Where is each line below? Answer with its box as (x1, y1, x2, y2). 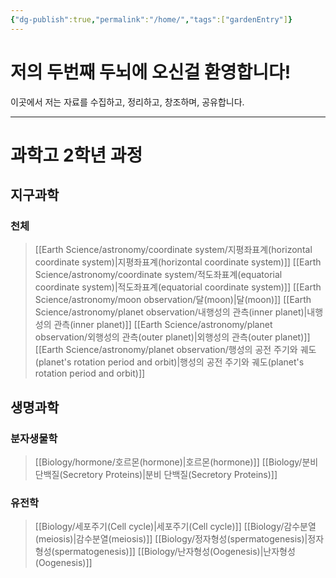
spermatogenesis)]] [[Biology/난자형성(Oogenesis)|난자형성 (54, 546, 296, 558)
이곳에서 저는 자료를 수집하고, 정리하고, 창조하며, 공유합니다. (10, 96, 245, 108)
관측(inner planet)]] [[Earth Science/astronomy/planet (53, 319, 273, 331)
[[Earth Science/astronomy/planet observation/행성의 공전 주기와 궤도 (34, 344, 317, 356)
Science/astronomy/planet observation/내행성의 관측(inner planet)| (34, 306, 308, 318)
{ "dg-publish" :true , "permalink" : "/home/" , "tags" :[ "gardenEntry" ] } (10, 14, 293, 25)
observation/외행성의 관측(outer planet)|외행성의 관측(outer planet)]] (34, 331, 311, 343)
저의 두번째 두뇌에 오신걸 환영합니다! (10, 61, 292, 83)
